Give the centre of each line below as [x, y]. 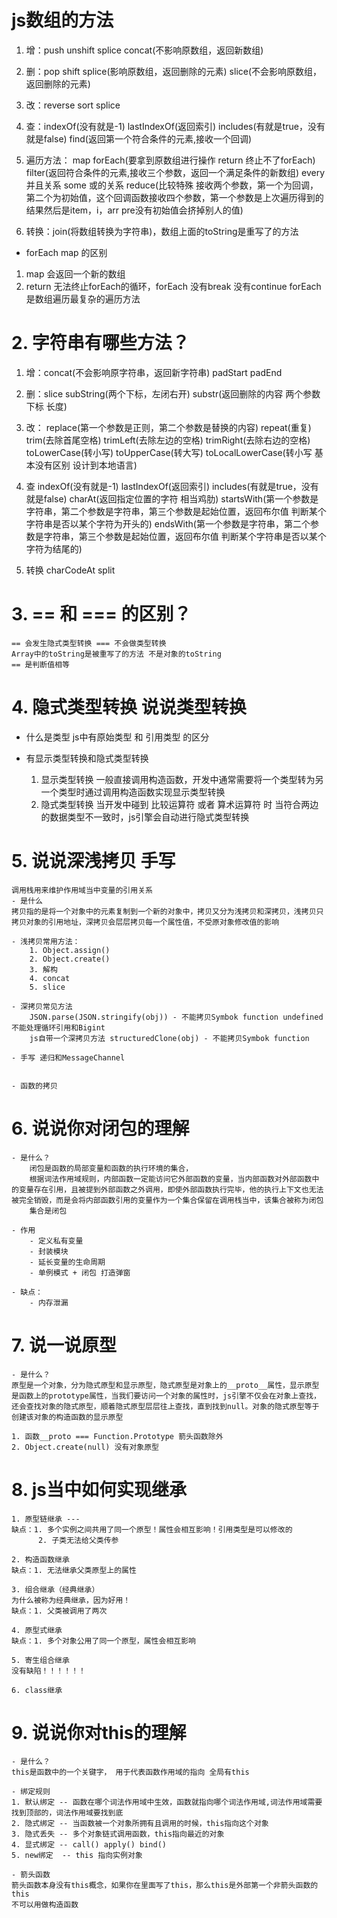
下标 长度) [46, 406]
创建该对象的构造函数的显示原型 [67, 1417]
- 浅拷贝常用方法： [46, 941]
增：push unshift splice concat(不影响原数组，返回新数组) [144, 50]
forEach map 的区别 [66, 252]
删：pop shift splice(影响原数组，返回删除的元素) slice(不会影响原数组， [174, 71]
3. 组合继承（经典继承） [55, 1589]
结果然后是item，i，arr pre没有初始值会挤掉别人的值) [134, 210]
